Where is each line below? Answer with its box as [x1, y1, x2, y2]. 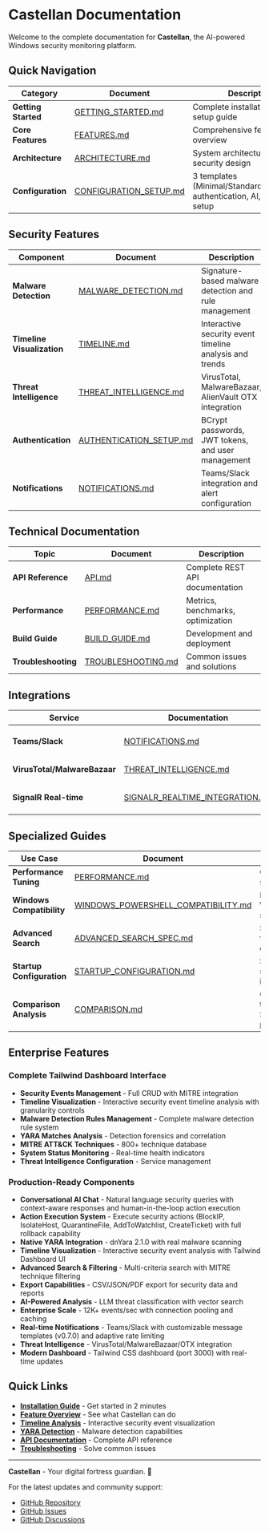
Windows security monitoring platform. [8, 40, 138, 50]
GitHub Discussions [19, 1514, 86, 1524]
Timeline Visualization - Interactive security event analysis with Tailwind [19, 1245, 261, 1255]
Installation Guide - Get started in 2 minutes [19, 1401, 167, 1410]
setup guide [192, 111, 238, 122]
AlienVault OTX [201, 391, 258, 402]
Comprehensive [192, 124, 253, 135]
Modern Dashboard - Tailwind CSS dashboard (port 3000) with [19, 1348, 231, 1357]
